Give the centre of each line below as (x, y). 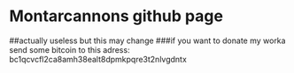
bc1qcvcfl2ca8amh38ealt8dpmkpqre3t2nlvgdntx (98, 59)
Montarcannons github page (116, 16)
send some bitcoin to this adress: (70, 49)
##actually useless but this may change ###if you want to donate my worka (147, 40)
